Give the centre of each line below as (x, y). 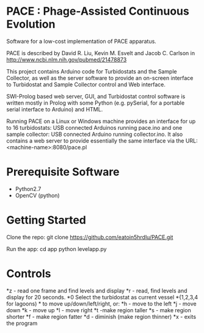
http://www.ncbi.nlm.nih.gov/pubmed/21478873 (67, 59)
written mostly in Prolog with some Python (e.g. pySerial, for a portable (96, 103)
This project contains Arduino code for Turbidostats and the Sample (92, 71)
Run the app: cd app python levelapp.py (56, 249)
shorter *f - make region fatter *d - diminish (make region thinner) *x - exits (101, 316)
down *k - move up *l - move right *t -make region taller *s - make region (99, 310)
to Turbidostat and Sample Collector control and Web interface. (86, 84)
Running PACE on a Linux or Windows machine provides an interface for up (101, 121)
